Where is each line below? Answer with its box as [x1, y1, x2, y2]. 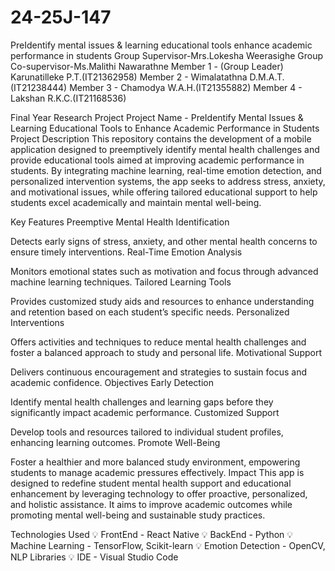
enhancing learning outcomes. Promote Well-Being [10, 436, 221, 448]
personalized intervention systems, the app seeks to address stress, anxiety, [10, 175, 326, 187]
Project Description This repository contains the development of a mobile [10, 132, 312, 145]
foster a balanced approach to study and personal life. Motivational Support [10, 346, 322, 358]
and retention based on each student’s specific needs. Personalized [10, 306, 290, 318]
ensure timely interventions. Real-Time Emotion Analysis [10, 246, 243, 258]
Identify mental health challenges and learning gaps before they [10, 396, 274, 408]
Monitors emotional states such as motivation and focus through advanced [10, 265, 319, 277]
